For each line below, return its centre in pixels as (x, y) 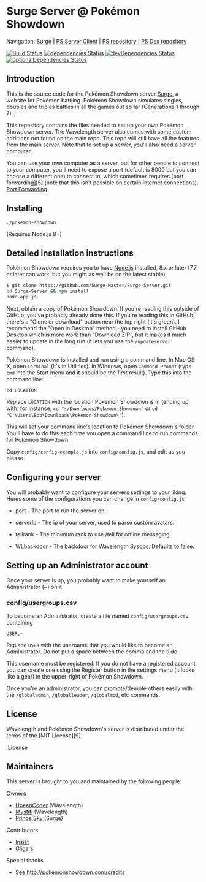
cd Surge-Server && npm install (48, 291)
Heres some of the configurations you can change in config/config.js (96, 498)
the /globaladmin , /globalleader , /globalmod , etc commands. (83, 694)
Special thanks (25, 860)
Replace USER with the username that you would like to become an (90, 645)
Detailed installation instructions (70, 253)
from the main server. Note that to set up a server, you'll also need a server (101, 145)
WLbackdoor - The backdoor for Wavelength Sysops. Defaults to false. (105, 546)
